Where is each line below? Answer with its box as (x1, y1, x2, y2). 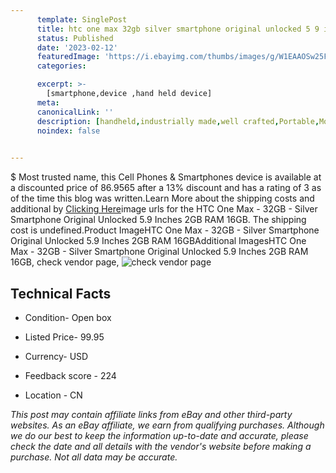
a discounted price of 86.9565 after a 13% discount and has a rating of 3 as (10, 182, 322, 194)
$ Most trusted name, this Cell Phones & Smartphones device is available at (10, 171, 322, 183)
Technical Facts (10, 285, 112, 302)
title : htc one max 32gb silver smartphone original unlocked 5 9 (36, 24, 320, 34)
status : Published (36, 33, 114, 43)
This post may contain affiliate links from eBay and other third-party (10, 408, 293, 420)
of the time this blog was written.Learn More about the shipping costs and (10, 192, 315, 205)
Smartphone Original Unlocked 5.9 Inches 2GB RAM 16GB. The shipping (10, 214, 307, 226)
